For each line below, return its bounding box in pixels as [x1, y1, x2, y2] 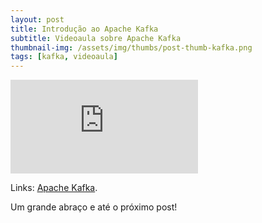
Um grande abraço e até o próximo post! [10, 201, 178, 213]
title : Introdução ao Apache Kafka [10, 24, 159, 34]
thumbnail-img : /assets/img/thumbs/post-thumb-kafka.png [10, 42, 253, 53]
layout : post [10, 14, 65, 25]
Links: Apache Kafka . [10, 182, 98, 194]
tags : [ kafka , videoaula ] [10, 52, 118, 62]
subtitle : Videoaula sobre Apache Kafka [10, 33, 182, 43]
